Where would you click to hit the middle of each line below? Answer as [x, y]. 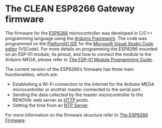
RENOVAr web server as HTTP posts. [51, 100]
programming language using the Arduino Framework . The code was [76, 38]
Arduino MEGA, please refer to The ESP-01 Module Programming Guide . [79, 59]
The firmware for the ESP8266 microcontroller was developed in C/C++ [79, 33]
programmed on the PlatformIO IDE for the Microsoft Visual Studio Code [79, 43]
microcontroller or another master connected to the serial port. [77, 89]
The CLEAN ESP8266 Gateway [70, 9]
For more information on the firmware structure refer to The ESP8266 [77, 115]
